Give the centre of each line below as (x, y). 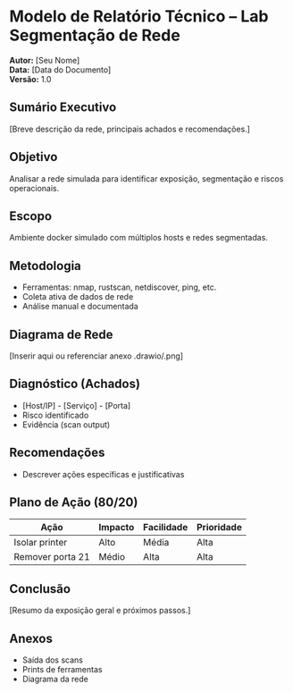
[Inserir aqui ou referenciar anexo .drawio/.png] (96, 356)
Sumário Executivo (63, 108)
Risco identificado (55, 415)
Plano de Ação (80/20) (74, 503)
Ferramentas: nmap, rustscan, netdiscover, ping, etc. (119, 287)
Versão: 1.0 (30, 79)
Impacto (117, 528)
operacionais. (34, 188)
